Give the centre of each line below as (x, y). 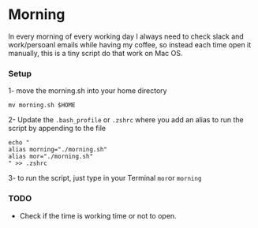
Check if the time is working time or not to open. (98, 215)
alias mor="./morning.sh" (50, 157)
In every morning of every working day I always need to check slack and (126, 36)
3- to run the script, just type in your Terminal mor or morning (105, 178)
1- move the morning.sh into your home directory (88, 91)
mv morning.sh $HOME (42, 105)
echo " (19, 143)
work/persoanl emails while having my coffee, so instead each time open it (130, 44)
